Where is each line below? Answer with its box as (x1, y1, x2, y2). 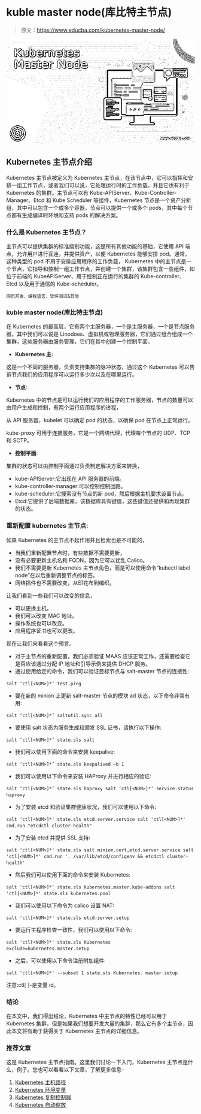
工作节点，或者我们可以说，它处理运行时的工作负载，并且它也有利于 (22, 181, 190, 189)
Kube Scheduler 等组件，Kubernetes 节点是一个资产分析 (52, 196, 191, 204)
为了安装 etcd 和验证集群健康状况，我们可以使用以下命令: (14, 803, 157, 810)
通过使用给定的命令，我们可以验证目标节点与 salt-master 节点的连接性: (14, 667, 190, 675)
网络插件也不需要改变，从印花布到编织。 (14, 579, 115, 586)
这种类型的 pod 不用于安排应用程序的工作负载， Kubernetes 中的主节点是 (6, 258, 187, 265)
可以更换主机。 (14, 604, 52, 612)
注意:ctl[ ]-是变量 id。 (6, 981, 59, 988)
